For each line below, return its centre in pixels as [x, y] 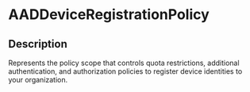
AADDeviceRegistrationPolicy [109, 15]
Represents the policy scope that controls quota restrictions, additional [124, 63]
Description [38, 44]
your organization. [38, 80]
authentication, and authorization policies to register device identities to [125, 71]
